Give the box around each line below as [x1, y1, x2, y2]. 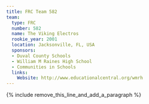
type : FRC [11, 20, 36, 26]
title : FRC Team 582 [6, 8, 58, 15]
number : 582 [11, 25, 42, 31]
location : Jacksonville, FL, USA [11, 42, 95, 48]
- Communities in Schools [11, 64, 77, 70]
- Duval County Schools [11, 53, 71, 59]
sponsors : [11, 48, 36, 53]
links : [11, 70, 28, 75]
